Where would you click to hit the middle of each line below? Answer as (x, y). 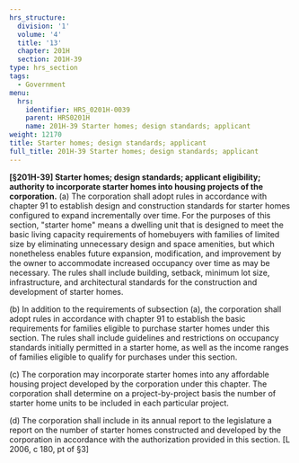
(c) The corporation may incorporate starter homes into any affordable (139, 374)
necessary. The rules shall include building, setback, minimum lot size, (140, 272)
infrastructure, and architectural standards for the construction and (133, 282)
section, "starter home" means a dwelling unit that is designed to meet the (147, 225)
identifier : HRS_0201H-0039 (78, 110)
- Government (42, 85)
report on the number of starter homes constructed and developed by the (145, 430)
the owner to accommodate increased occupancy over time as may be (140, 263)
